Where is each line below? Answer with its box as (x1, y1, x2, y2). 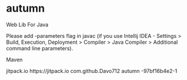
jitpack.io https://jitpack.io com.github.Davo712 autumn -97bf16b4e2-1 (6, 67, 178, 74)
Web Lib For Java (6, 21, 49, 28)
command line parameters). (6, 44, 74, 51)
